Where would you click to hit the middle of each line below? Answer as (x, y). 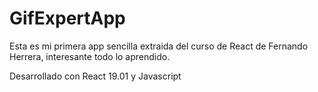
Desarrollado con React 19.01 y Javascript (95, 76)
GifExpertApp (67, 18)
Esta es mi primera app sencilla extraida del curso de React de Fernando (159, 46)
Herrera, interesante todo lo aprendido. (90, 56)
